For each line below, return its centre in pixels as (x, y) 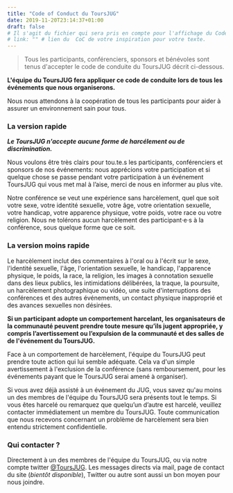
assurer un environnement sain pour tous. (67, 108)
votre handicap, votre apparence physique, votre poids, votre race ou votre (114, 213)
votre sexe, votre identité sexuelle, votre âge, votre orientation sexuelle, (109, 205)
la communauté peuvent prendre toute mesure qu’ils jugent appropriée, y (115, 326)
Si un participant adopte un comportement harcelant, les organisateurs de (116, 318)
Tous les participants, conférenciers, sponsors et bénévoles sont (117, 59)
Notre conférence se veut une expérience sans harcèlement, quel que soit (113, 198)
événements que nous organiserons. (61, 88)
